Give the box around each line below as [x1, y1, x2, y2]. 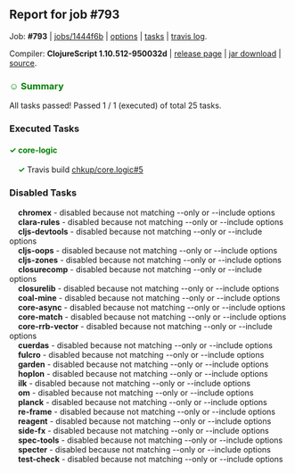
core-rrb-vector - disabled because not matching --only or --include [17, 320, 274, 331]
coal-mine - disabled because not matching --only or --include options [17, 292, 281, 303]
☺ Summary [9, 79, 64, 92]
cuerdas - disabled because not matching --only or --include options [17, 339, 274, 351]
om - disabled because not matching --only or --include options [17, 387, 254, 398]
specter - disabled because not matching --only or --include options [17, 444, 272, 454]
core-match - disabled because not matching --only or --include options [17, 311, 287, 322]
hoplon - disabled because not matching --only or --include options [17, 368, 269, 378]
